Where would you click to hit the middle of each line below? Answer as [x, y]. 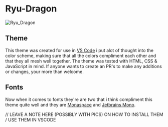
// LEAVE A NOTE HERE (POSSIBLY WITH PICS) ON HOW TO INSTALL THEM [84, 114]
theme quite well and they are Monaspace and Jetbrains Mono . [70, 104]
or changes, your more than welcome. [44, 71]
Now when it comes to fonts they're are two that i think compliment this [79, 99]
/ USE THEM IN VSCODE [31, 119]
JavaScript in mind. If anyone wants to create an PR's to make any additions [83, 66]
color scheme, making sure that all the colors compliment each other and [81, 55]
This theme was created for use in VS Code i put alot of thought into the [79, 50]
